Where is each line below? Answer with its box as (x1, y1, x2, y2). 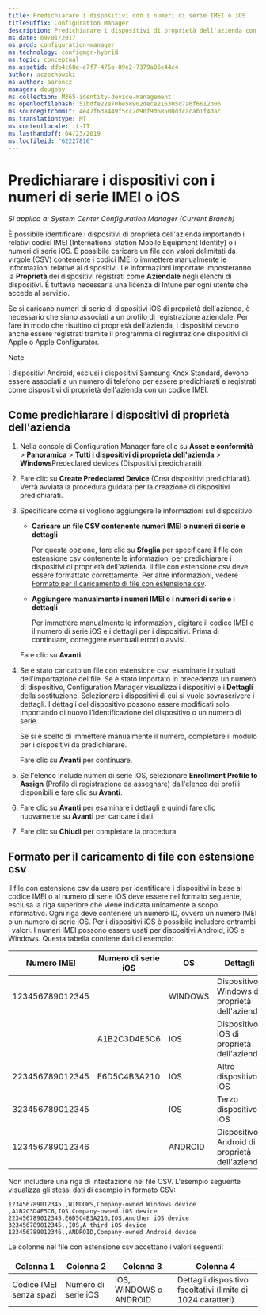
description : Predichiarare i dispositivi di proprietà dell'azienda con (8, 26, 257, 34)
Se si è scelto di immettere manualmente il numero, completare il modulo (19, 731, 257, 742)
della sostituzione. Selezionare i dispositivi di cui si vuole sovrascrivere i (19, 691, 255, 700)
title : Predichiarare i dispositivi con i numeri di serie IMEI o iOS (8, 11, 246, 20)
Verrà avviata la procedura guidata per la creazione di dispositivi (19, 482, 230, 492)
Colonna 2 (66, 1261, 107, 1272)
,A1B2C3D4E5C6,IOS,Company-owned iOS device (8, 1207, 158, 1216)
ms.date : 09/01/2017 (8, 33, 77, 42)
